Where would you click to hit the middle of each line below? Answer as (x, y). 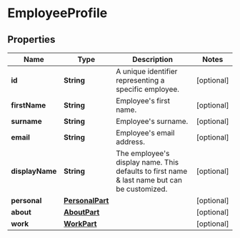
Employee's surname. (152, 121)
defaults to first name (151, 171)
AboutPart (82, 212)
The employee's (142, 153)
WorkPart (80, 224)
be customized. (141, 189)
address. (130, 142)
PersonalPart (86, 201)
